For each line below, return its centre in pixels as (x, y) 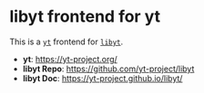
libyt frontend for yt (85, 17)
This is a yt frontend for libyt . (66, 42)
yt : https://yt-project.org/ (70, 59)
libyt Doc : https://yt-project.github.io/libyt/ (102, 78)
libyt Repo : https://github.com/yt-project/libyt (108, 69)
